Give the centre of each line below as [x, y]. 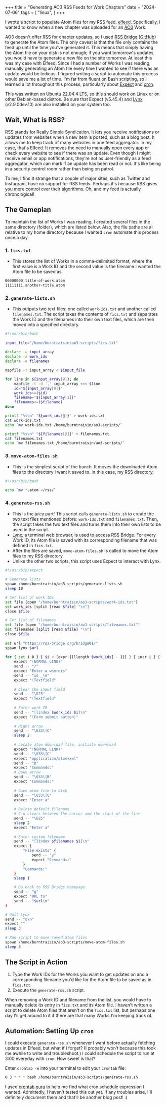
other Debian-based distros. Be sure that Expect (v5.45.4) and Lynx [74, 99]
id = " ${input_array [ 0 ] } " [39, 388]
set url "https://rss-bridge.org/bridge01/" [52, 643]
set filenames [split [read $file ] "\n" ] [48, 630]
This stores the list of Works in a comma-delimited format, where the [82, 261]
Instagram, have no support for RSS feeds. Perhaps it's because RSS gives [81, 183]
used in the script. [31, 529]
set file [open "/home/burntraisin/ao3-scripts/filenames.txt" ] [73, 625]
